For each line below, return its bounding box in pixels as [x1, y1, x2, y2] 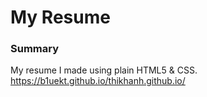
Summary [10, 42, 60, 56]
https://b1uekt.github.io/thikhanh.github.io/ [10, 75, 186, 87]
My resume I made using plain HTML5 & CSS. [10, 64, 198, 76]
